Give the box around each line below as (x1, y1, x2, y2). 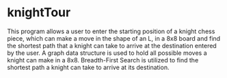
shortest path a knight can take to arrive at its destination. (7, 63, 170, 71)
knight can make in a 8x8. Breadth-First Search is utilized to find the (7, 56, 199, 64)
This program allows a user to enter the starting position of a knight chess (7, 27, 215, 35)
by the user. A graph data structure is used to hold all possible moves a (7, 49, 207, 57)
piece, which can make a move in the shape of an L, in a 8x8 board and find (7, 34, 221, 42)
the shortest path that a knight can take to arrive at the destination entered (7, 41, 217, 50)
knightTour (7, 5, 71, 20)
